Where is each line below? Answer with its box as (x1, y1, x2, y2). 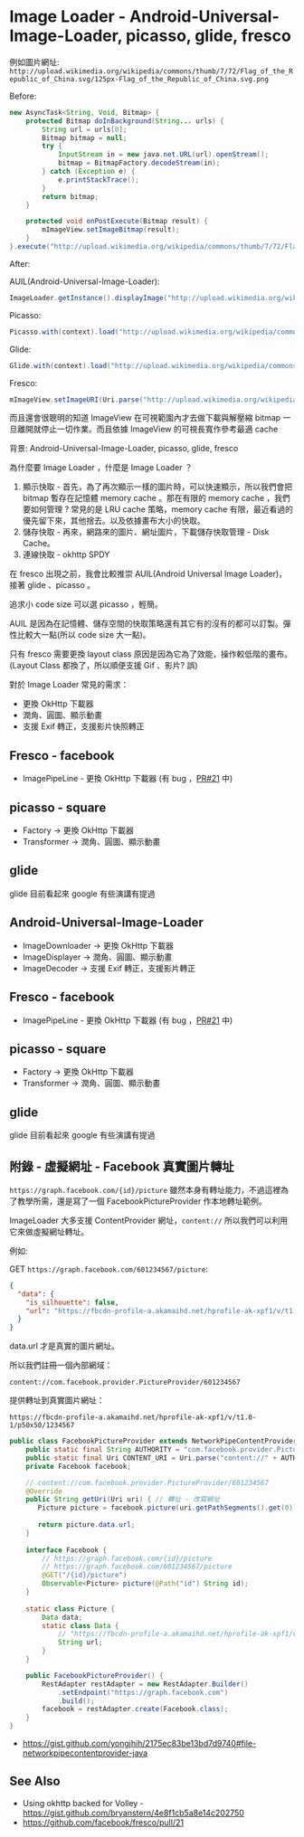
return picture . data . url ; (37, 1520, 136, 1529)
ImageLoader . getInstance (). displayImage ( (9, 293, 168, 302)
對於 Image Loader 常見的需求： (9, 679, 129, 690)
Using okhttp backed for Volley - (22, 1797, 145, 1808)
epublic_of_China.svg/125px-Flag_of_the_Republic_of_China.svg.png (9, 74, 270, 83)
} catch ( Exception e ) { (42, 167, 136, 176)
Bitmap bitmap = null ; (42, 133, 128, 142)
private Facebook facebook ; (25, 1462, 131, 1471)
